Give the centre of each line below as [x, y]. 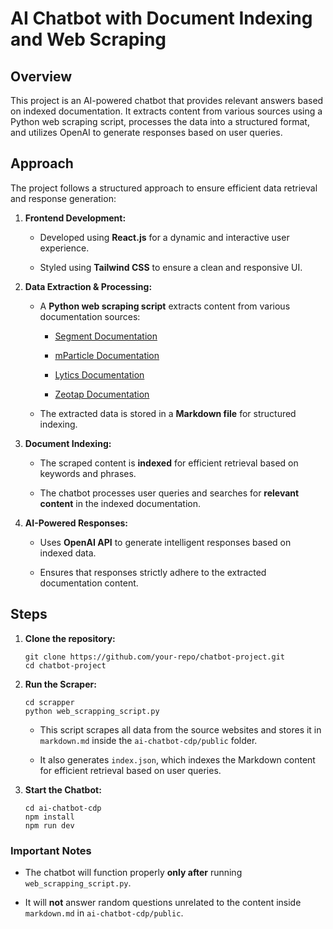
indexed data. [68, 553]
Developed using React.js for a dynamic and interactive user [164, 237]
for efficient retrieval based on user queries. [130, 770]
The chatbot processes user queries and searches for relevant [169, 493]
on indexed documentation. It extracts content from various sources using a [166, 111]
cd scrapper [49, 702]
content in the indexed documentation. [120, 503]
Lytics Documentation [99, 374]
